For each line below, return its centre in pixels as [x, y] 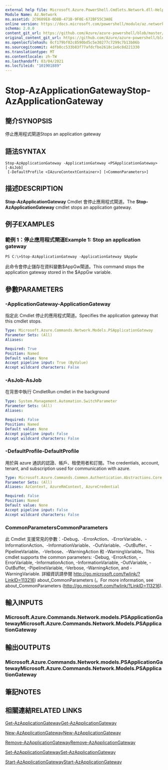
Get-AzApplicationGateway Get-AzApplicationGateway [61, 723]
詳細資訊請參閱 [57, 574]
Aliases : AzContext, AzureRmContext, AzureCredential [62, 487]
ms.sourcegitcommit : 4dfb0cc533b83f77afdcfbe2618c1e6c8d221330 [72, 47]
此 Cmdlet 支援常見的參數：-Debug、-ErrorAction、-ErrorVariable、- [76, 539]
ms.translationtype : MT [30, 52]
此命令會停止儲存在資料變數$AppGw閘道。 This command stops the [75, 267]
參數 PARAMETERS [34, 289]
